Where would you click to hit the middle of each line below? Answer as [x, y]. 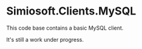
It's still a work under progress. [45, 39]
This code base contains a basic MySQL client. [65, 28]
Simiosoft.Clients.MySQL [71, 11]
